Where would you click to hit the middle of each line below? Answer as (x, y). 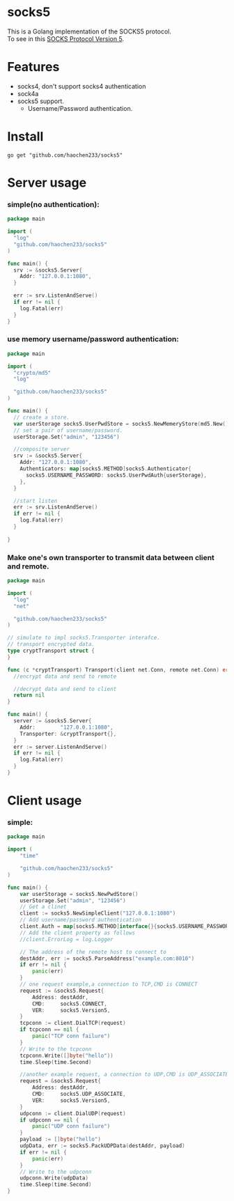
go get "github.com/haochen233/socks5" (65, 155)
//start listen (36, 501)
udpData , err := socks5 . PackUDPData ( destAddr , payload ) (103, 1146)
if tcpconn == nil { (49, 1030)
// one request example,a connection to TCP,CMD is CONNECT (109, 984)
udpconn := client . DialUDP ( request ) (73, 1113)
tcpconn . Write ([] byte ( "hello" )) (67, 1055)
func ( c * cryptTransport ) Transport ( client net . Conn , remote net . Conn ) (113, 669)
